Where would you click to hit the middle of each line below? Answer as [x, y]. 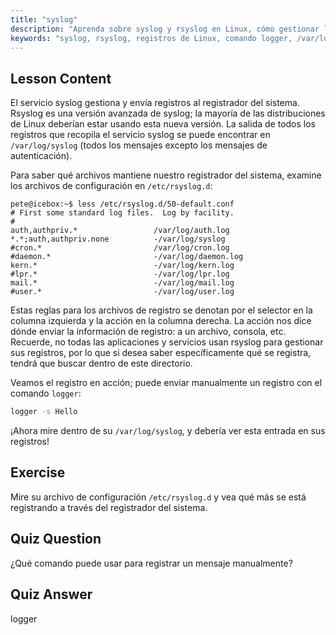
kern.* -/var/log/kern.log [122, 266]
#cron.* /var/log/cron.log [120, 248]
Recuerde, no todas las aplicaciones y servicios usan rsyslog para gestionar [167, 342]
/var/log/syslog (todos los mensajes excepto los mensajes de [139, 145]
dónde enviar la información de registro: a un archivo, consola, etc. [148, 332]
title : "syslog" [44, 19]
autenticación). [41, 156]
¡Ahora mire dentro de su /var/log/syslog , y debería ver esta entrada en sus [168, 431]
